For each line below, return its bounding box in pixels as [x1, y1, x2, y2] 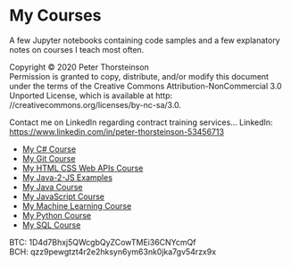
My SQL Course [21, 220, 81, 230]
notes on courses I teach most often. [9, 44, 145, 54]
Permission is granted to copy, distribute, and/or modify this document [9, 71, 270, 81]
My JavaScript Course [21, 191, 105, 202]
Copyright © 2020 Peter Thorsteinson [9, 62, 149, 72]
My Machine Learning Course [21, 200, 132, 211]
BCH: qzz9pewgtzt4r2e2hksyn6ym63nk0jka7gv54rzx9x [9, 246, 217, 257]
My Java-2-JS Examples [21, 171, 113, 183]
